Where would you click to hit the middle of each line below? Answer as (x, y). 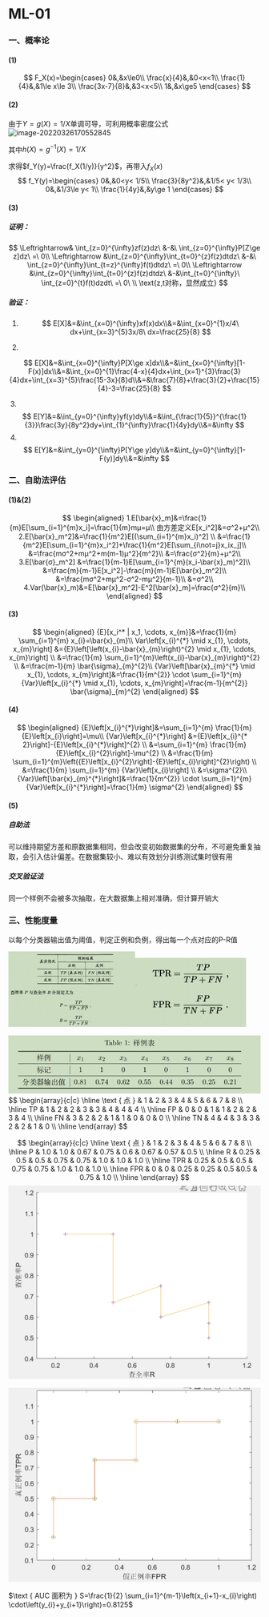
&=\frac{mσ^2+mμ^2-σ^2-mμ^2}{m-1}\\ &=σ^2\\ (134, 579)
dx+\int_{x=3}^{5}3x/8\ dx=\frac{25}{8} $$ (141, 331)
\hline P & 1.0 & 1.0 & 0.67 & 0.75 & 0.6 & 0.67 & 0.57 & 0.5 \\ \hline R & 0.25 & (134, 1152)
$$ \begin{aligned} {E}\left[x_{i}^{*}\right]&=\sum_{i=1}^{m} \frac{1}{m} (134, 728)
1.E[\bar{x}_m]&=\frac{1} (167, 518)
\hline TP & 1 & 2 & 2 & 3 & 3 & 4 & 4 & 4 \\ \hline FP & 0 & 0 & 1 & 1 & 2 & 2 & (133, 1109)
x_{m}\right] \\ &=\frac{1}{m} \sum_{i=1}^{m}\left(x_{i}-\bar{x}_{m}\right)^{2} (134, 657)
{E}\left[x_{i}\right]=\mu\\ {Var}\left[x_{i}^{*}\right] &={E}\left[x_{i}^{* (134, 736)
